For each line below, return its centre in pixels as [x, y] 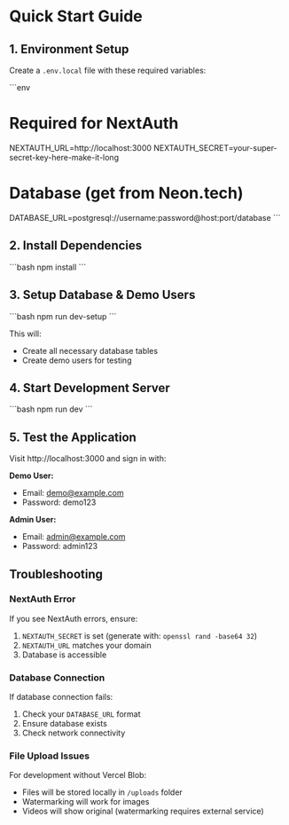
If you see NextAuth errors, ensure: [74, 618]
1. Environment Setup [69, 49]
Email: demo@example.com [73, 493]
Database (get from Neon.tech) [126, 193]
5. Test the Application [73, 437]
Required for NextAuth [94, 124]
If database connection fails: [61, 697]
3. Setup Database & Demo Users [102, 295]
